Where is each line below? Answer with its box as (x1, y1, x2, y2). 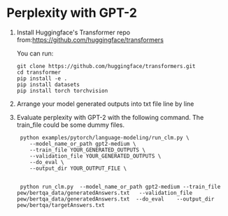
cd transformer (16, 69, 62, 76)
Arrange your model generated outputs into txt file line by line (16, 100, 194, 108)
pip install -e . (16, 75, 68, 82)
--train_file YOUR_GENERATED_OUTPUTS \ (29, 146, 146, 154)
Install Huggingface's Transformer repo (16, 28, 131, 36)
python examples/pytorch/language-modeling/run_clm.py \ (20, 134, 190, 141)
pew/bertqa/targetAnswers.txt (16, 201, 106, 208)
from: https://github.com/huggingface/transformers (16, 35, 164, 43)
